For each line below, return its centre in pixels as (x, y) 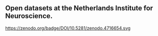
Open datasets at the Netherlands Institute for (79, 8)
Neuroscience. (29, 16)
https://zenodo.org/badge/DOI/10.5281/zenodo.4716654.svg (68, 28)
